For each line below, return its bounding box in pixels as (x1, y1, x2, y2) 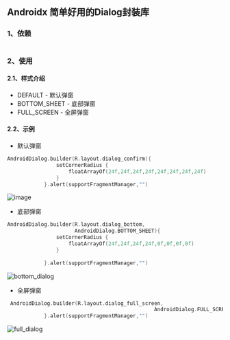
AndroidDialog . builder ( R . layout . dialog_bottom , (7, 221, 146, 228)
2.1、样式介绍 (7, 74, 46, 82)
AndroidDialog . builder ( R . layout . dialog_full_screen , (10, 299, 164, 307)
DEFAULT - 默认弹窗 (16, 91, 74, 99)
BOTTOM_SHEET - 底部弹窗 (16, 99, 96, 108)
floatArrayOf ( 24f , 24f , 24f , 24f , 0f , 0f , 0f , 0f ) (68, 240, 194, 247)
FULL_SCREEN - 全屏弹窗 (16, 108, 89, 116)
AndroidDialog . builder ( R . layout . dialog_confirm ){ (7, 155, 152, 163)
